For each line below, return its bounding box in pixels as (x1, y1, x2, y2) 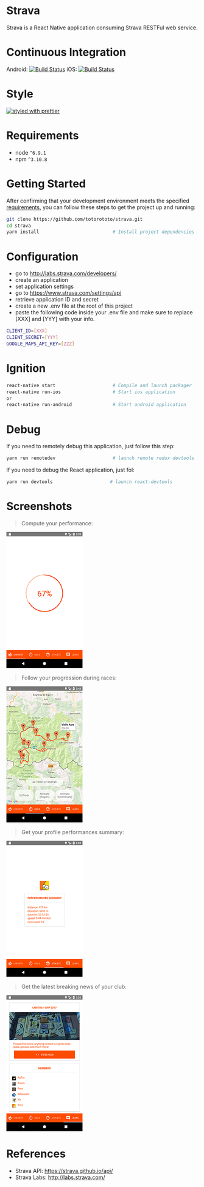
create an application (15, 276, 69, 284)
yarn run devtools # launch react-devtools (6, 479, 173, 485)
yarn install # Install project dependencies (6, 229, 195, 235)
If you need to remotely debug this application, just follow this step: (6, 443, 175, 450)
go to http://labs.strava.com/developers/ (15, 270, 117, 277)
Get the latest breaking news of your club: (21, 983, 127, 990)
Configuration (6, 250, 79, 264)
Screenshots (6, 500, 72, 514)
